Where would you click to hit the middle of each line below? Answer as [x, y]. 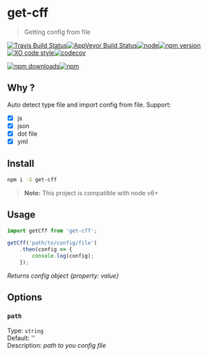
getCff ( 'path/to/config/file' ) [52, 243]
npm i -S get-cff [32, 179]
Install [21, 164]
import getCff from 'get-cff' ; [52, 231]
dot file [27, 134]
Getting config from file [57, 32]
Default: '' [21, 338]
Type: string [25, 330]
